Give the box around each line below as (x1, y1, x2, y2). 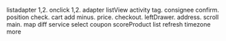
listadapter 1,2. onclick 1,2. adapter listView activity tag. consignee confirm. (6, 6, 220, 14)
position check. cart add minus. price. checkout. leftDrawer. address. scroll (6, 13, 219, 21)
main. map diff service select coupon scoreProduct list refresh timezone (6, 20, 211, 28)
